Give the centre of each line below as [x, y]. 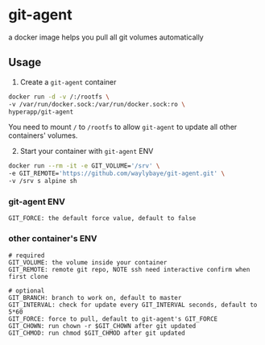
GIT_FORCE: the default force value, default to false [102, 218]
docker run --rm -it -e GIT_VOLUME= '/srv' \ [84, 166]
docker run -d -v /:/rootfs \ [59, 97]
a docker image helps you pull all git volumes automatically [106, 37]
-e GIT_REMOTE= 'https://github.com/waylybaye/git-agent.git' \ [117, 174]
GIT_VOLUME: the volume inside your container [88, 262]
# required [27, 256]
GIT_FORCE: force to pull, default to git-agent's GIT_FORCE [113, 319]
